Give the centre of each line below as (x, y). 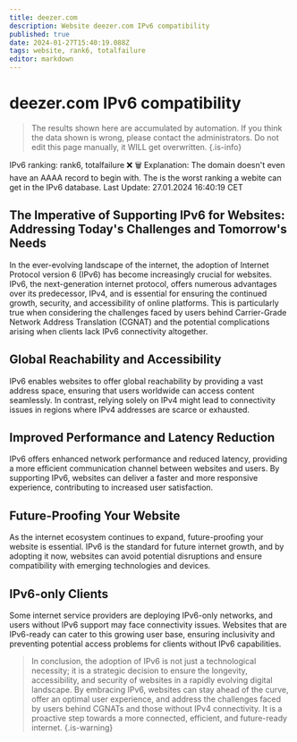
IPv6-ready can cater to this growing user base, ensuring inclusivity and (142, 634)
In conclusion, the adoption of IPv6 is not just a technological (144, 661)
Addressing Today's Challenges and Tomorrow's (148, 229)
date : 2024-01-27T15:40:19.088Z (69, 42)
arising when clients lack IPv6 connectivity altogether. (109, 331)
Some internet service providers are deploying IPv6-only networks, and (141, 615)
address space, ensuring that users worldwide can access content (132, 391)
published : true (39, 34)
